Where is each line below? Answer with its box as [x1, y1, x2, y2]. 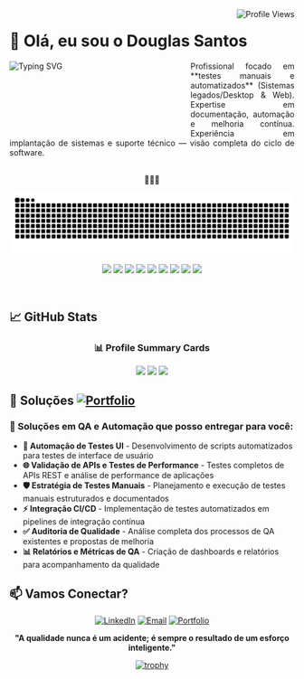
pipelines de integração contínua [22, 516, 146, 527]
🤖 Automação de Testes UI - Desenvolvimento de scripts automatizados [22, 440, 293, 451]
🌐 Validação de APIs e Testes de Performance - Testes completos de [22, 460, 285, 471]
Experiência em [190, 127, 295, 138]
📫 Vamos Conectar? [9, 587, 128, 602]
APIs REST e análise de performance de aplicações [22, 470, 214, 481]
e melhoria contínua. [190, 118, 295, 129]
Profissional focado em [190, 61, 295, 71]
